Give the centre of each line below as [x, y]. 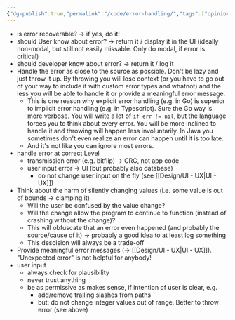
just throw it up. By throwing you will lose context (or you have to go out [120, 79]
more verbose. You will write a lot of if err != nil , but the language [127, 116]
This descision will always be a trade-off [86, 242]
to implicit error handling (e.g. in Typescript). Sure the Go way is [120, 108]
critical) [28, 56]
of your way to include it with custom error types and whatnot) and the [119, 86]
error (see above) [63, 309]
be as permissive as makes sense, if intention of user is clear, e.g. [122, 287]
